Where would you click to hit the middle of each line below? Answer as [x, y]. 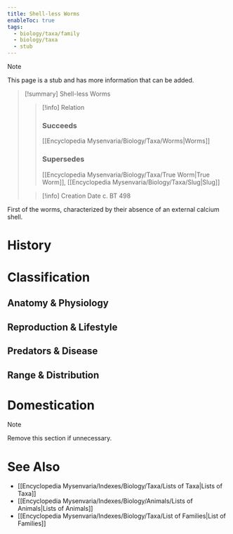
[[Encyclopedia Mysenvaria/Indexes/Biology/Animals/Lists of [105, 501]
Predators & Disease [53, 351]
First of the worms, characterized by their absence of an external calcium [113, 209]
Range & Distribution [53, 375]
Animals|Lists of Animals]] [55, 509]
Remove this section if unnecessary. [60, 438]
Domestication [51, 405]
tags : [15, 27]
